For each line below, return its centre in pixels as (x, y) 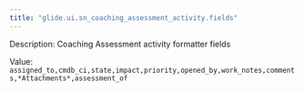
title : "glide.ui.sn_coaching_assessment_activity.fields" (124, 18)
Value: (21, 61)
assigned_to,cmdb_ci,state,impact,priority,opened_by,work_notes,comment (152, 70)
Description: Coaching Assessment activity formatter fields (120, 44)
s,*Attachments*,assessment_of (69, 78)
